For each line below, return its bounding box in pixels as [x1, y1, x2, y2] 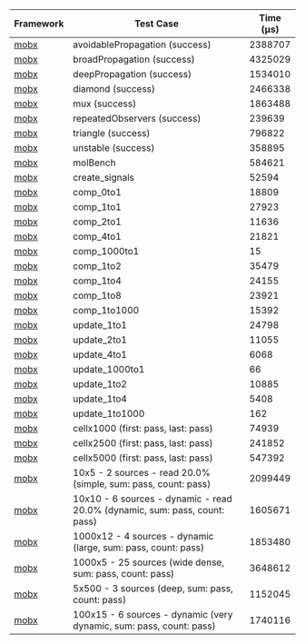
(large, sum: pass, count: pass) [72, 541, 204, 553]
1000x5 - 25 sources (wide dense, [72, 556, 225, 569]
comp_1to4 [72, 274, 123, 287]
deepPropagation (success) [72, 68, 192, 80]
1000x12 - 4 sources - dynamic [72, 530, 214, 542]
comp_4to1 [72, 231, 123, 243]
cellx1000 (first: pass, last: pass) [72, 422, 213, 434]
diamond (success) [72, 83, 156, 94]
